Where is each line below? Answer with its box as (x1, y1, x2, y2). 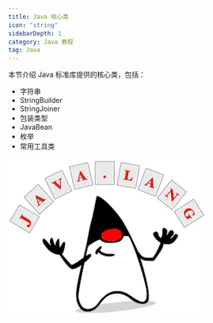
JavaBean (19, 123, 53, 132)
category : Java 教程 (8, 38, 74, 46)
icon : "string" (8, 21, 59, 29)
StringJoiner (19, 104, 61, 114)
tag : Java (8, 46, 41, 55)
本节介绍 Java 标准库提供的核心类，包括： (8, 70, 146, 79)
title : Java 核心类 (8, 13, 69, 21)
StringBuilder (19, 96, 63, 105)
